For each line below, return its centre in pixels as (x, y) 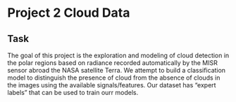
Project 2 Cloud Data (69, 13)
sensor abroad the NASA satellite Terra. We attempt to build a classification (117, 70)
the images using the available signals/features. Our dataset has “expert (112, 85)
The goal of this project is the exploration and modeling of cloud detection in (118, 55)
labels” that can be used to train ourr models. (73, 93)
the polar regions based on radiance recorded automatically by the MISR (113, 63)
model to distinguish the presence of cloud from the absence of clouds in (114, 78)
